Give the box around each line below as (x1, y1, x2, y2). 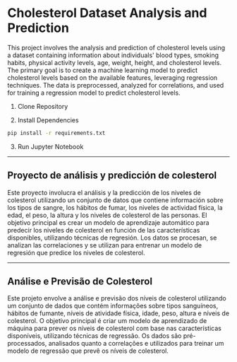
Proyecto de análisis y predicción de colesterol (7, 170, 217, 182)
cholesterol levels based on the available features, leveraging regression (7, 73, 218, 82)
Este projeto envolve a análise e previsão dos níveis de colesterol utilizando (7, 294, 227, 303)
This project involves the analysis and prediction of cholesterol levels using (7, 43, 226, 52)
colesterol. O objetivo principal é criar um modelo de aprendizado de (7, 317, 207, 325)
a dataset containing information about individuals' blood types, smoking (7, 51, 219, 59)
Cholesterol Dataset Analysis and (7, 5, 207, 21)
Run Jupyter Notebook (17, 142, 84, 151)
